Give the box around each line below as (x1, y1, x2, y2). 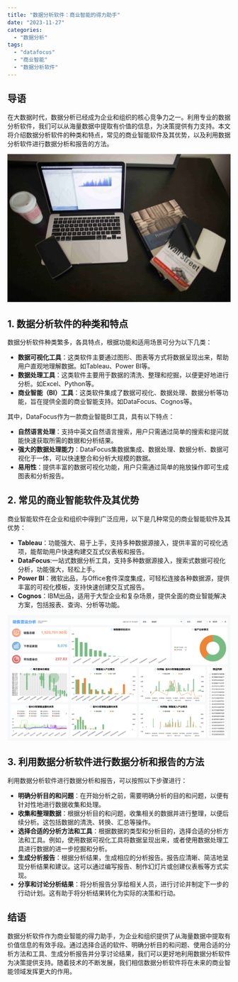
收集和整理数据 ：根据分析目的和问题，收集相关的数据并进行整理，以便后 (17, 808, 229, 818)
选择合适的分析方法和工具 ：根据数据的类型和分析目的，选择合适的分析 (17, 826, 223, 835)
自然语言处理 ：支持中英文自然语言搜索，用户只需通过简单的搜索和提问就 (17, 427, 229, 436)
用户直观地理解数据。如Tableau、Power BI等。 (17, 362, 154, 371)
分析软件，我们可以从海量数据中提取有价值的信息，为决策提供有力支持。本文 (7, 121, 231, 130)
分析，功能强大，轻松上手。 (17, 565, 99, 573)
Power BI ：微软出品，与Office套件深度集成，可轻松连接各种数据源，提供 (17, 574, 230, 582)
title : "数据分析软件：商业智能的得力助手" (7, 11, 120, 18)
